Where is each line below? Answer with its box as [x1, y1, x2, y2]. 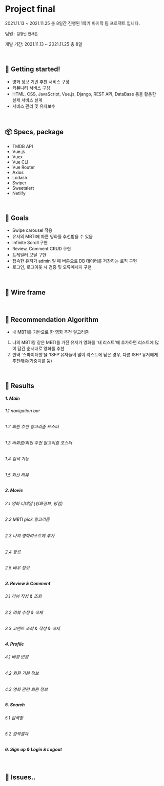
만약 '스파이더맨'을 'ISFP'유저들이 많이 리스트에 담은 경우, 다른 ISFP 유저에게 [12, 352, 158, 357]
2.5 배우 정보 [5, 565, 30, 571]
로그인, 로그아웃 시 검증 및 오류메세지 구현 [12, 264, 92, 270]
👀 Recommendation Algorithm [5, 315, 99, 324]
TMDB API [12, 143, 33, 149]
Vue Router [12, 164, 35, 170]
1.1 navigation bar [5, 408, 41, 414]
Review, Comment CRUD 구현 [12, 246, 71, 252]
